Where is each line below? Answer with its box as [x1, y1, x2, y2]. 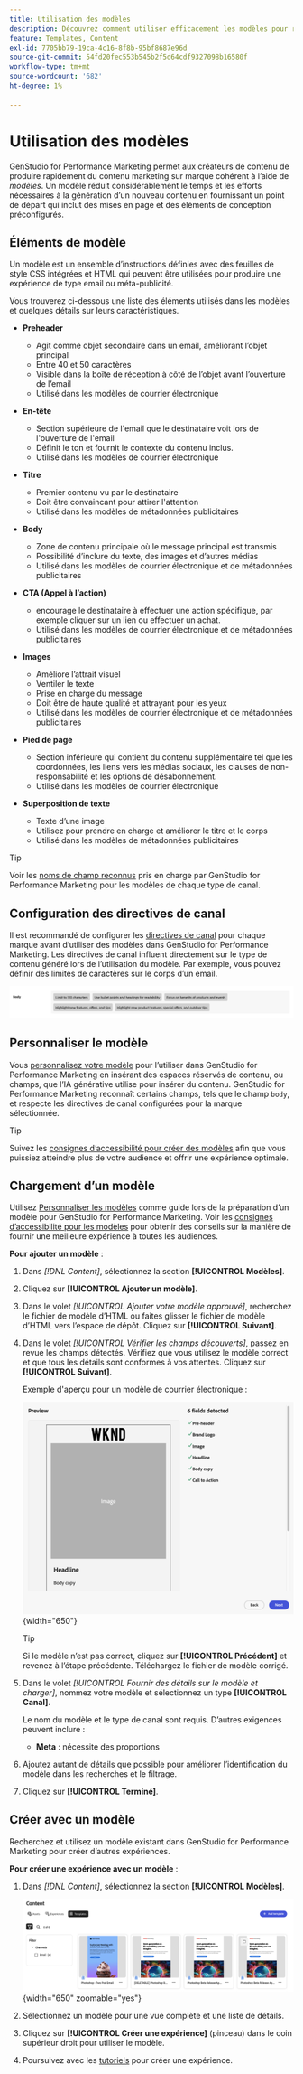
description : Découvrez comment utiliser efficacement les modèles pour [9, 23, 289, 33]
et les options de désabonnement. [89, 771, 218, 782]
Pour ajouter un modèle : [9, 1248, 104, 1260]
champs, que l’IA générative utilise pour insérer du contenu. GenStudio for [9, 1078, 286, 1089]
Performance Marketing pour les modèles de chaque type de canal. [9, 879, 261, 890]
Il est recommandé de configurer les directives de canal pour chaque [9, 930, 266, 941]
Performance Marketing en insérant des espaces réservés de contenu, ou [9, 1069, 284, 1080]
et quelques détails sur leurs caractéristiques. [9, 305, 179, 316]
